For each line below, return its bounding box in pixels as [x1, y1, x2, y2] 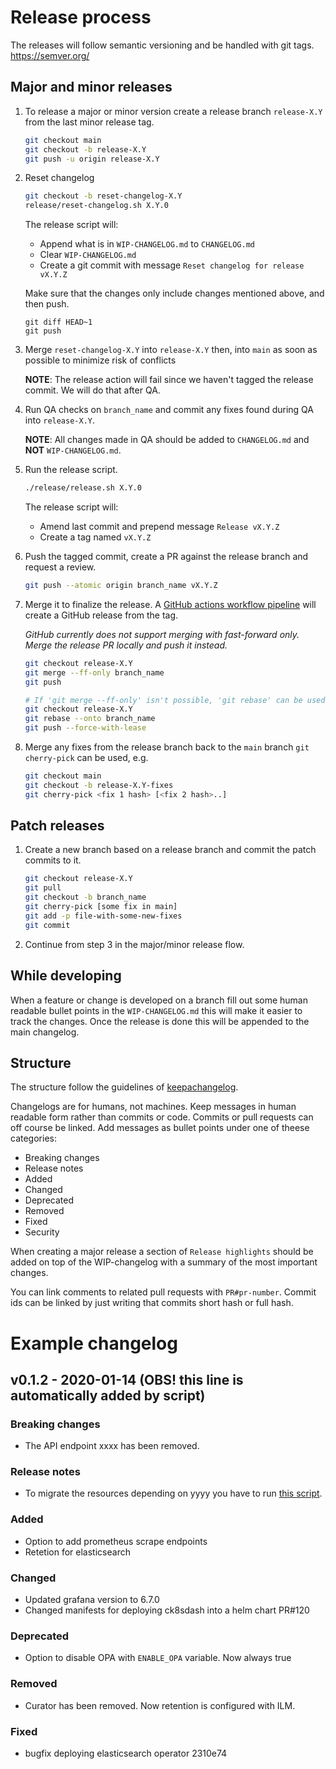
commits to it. [24, 854, 82, 866]
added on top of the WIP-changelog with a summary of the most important [10, 1256, 318, 1268]
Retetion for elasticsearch [24, 1546, 131, 1558]
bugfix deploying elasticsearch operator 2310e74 [24, 1747, 228, 1759]
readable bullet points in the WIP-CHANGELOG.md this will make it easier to [10, 1004, 303, 1016]
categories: [10, 1132, 57, 1145]
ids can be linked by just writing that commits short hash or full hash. [10, 1297, 294, 1309]
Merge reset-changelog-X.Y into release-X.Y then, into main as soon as [24, 344, 318, 356]
